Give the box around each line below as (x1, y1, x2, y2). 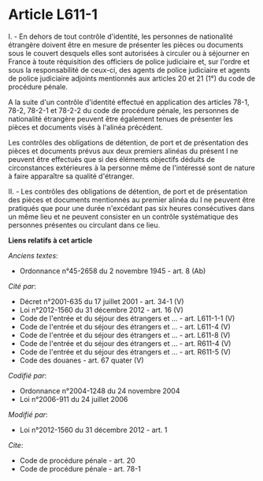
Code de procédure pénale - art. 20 (19, 456, 135, 465)
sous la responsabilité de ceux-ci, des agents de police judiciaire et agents (8, 65, 250, 74)
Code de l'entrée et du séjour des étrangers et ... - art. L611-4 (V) (19, 321, 231, 331)
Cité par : (8, 281, 37, 291)
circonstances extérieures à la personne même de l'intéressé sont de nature (8, 163, 256, 172)
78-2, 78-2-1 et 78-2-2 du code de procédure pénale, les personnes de (8, 105, 239, 115)
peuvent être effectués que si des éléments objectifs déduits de (8, 154, 215, 163)
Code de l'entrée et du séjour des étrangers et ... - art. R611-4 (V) (19, 338, 232, 348)
